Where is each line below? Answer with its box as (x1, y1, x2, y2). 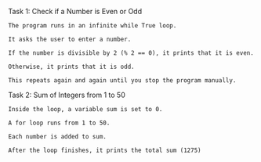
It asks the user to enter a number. (8, 35, 132, 43)
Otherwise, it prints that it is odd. (8, 63, 135, 70)
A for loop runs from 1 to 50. (8, 119, 111, 127)
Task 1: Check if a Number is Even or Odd (8, 7, 143, 16)
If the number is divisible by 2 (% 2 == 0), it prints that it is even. (8, 49, 255, 57)
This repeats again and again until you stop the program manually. (8, 77, 237, 85)
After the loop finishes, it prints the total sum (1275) (8, 146, 201, 154)
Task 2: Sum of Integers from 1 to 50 (8, 90, 125, 99)
